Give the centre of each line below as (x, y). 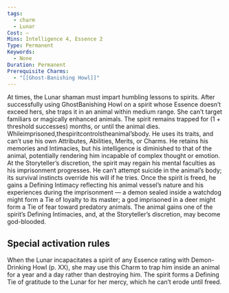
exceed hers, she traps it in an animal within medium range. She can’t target (115, 112)
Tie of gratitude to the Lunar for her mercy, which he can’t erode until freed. (115, 282)
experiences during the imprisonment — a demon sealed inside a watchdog (115, 192)
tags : (15, 13)
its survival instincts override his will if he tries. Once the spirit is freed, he (112, 178)
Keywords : (21, 52)
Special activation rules (58, 243)
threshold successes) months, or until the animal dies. (84, 127)
